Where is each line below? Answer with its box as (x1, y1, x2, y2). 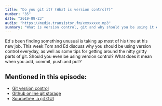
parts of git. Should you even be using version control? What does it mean (5, 53, 152, 59)
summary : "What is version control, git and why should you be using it (5, 25, 154, 30)
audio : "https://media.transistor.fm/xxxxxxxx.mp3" (5, 20, 111, 26)
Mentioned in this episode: (5, 73, 87, 81)
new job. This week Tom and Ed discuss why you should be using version (5, 43, 151, 49)
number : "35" (5, 12, 31, 16)
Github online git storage (12, 90, 61, 96)
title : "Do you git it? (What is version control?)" (5, 7, 113, 12)
